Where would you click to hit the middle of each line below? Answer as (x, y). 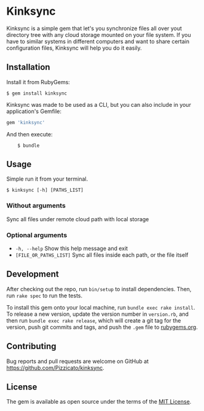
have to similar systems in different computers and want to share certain (98, 41)
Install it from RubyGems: (38, 82)
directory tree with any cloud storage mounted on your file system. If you (99, 34)
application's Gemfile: (34, 111)
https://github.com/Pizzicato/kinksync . (55, 367)
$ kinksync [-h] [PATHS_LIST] (45, 190)
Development (33, 274)
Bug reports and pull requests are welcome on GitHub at (78, 361)
